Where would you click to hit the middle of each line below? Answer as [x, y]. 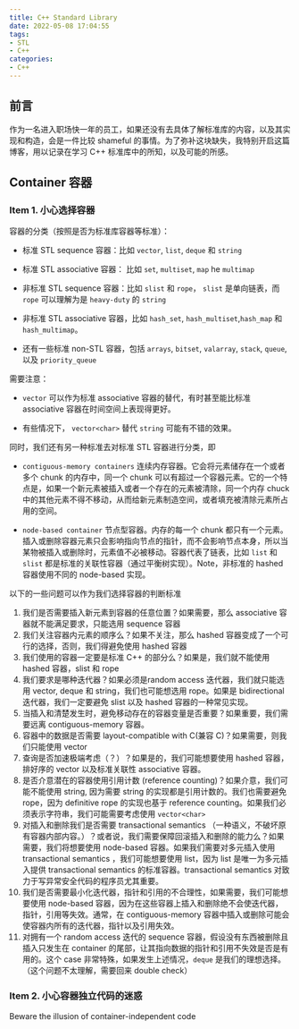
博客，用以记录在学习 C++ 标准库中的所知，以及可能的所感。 [121, 151]
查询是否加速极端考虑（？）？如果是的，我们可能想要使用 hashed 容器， [155, 758]
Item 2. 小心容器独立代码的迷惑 [76, 996]
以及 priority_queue [59, 360]
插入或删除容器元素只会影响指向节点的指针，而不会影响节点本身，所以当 [155, 541]
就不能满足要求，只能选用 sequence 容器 [105, 624]
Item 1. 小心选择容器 [52, 210]
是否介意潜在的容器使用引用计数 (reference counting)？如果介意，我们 [151, 780]
